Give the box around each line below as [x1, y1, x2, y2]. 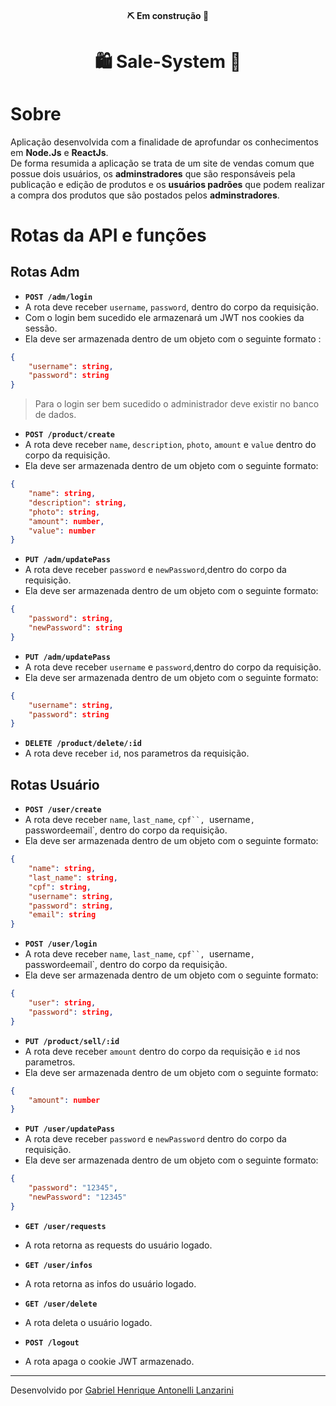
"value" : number [28, 526, 97, 536]
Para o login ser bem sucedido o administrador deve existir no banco [34, 398, 320, 410]
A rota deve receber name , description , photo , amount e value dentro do [24, 439, 317, 451]
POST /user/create [24, 805, 102, 815]
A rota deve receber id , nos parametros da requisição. [24, 747, 250, 760]
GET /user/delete [24, 1299, 98, 1309]
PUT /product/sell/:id [24, 1036, 120, 1046]
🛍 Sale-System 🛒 [94, 50, 242, 73]
